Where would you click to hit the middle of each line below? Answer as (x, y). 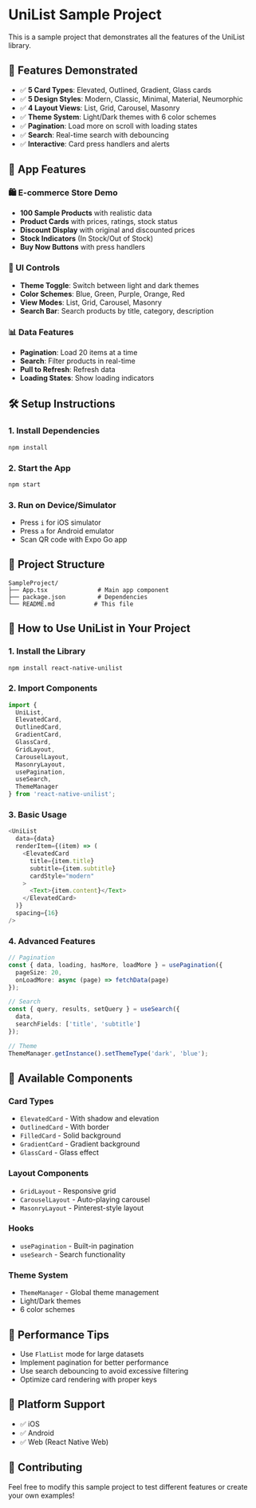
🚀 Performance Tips (59, 1335)
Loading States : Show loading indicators (87, 378)
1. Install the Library (47, 651)
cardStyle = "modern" (61, 876)
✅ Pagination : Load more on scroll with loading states (108, 126)
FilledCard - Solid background (70, 1136)
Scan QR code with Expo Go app (73, 540)
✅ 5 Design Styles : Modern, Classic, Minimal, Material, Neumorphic (131, 98)
